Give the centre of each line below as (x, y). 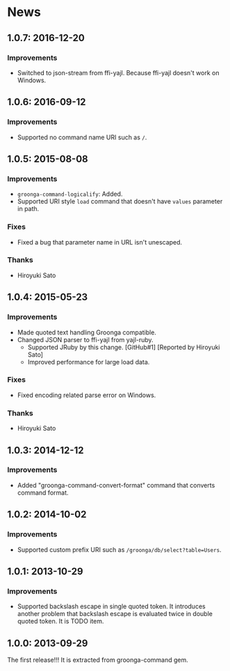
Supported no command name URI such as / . (82, 137)
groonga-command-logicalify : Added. (70, 194)
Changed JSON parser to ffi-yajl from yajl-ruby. (85, 339)
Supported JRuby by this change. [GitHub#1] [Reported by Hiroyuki (124, 347)
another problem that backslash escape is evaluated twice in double (115, 614)
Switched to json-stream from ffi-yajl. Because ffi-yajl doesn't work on (118, 72)
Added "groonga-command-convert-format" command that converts (116, 485)
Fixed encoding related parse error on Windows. (87, 395)
